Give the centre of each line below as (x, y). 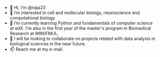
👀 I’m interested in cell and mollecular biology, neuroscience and (75, 13)
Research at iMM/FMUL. (34, 33)
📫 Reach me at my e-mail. (36, 49)
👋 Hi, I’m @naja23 (28, 8)
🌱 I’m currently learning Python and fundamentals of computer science (81, 23)
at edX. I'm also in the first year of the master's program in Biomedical (80, 28)
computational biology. (33, 18)
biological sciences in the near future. (48, 44)
